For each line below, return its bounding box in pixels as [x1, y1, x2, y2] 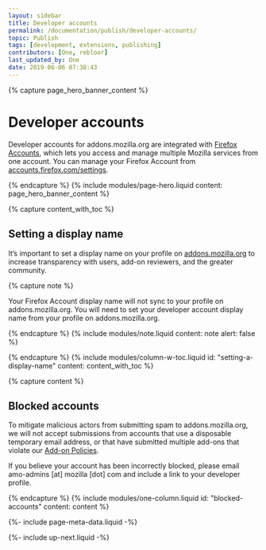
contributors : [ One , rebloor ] [8, 49, 109, 57]
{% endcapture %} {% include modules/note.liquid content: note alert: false [8, 328, 256, 338]
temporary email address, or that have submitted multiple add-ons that [8, 437, 240, 447]
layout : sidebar [8, 11, 62, 20]
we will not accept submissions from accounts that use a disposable [8, 429, 232, 439]
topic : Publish [8, 33, 59, 42]
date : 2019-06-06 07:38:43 [8, 64, 98, 72]
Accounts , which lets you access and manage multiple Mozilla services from [8, 148, 258, 158]
